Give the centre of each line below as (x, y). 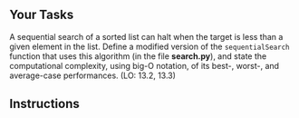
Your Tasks (42, 15)
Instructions (44, 104)
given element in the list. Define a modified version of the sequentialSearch (149, 46)
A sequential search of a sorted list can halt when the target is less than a (146, 36)
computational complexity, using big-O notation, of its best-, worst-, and (144, 65)
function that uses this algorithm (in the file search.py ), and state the (138, 56)
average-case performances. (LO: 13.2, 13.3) (93, 75)
